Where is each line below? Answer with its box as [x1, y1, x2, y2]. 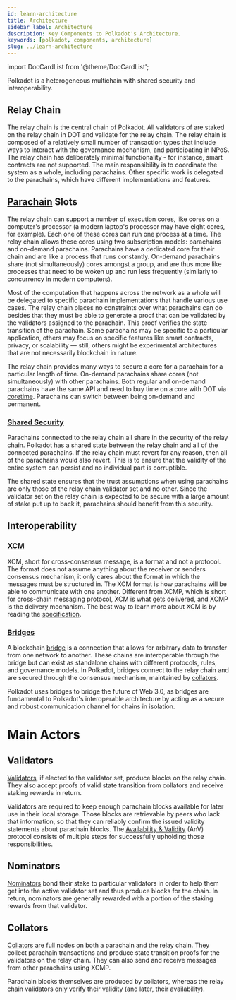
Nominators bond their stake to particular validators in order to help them [7, 879, 220, 887]
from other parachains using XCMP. [7, 963, 111, 972]
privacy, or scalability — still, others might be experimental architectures [7, 340, 217, 350]
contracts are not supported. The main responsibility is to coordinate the [7, 160, 218, 169]
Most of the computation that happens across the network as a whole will [7, 288, 221, 297]
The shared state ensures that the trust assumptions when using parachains [7, 477, 228, 485]
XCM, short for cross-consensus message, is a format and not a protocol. [7, 557, 221, 566]
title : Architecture [7, 17, 68, 24]
